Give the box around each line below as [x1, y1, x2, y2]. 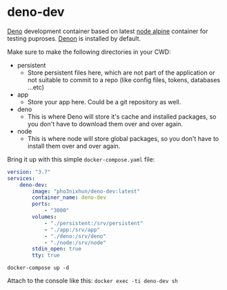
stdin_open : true [32, 246, 81, 253]
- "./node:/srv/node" [43, 239, 107, 246]
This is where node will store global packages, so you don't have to [27, 134, 219, 142]
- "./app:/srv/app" [43, 226, 100, 233]
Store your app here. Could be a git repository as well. [27, 97, 181, 106]
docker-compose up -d [7, 264, 70, 271]
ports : [32, 201, 51, 208]
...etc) [27, 83, 45, 91]
